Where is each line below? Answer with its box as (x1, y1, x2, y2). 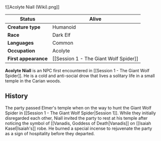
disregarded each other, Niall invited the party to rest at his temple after (5, 115, 148, 121)
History (5, 92, 28, 100)
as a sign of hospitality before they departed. (5, 130, 95, 136)
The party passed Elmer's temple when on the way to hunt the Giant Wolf (5, 105, 152, 110)
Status (19, 16, 35, 22)
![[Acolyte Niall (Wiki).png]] (5, 4, 60, 10)
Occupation (7, 47, 35, 54)
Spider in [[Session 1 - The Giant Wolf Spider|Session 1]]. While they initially (5, 110, 156, 116)
